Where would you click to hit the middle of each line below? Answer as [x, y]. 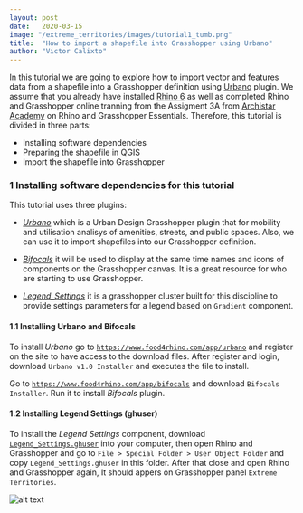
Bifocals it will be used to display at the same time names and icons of [153, 260]
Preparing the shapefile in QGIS [81, 152]
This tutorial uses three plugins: [68, 205]
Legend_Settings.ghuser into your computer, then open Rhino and [131, 443]
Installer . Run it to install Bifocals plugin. [87, 393]
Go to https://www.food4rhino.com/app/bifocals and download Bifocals [145, 383]
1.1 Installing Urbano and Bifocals [72, 327]
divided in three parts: [51, 125]
